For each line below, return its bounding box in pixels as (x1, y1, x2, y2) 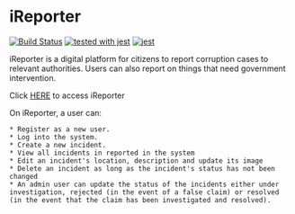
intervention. (9, 72, 57, 83)
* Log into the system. (9, 132, 99, 141)
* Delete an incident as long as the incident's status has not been (9, 164, 276, 173)
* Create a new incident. (9, 140, 106, 149)
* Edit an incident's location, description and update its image (9, 156, 264, 165)
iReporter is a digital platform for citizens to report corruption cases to (9, 53, 269, 64)
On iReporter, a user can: (9, 107, 102, 118)
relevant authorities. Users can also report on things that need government (9, 63, 286, 74)
